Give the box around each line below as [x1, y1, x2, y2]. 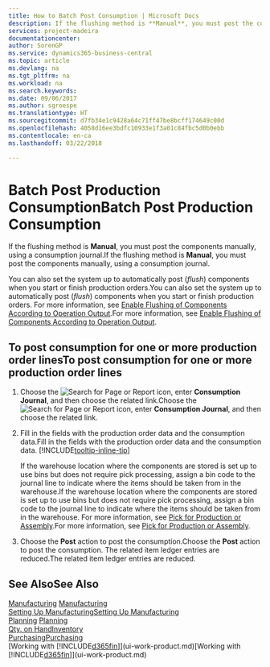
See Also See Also [8, 577, 99, 590]
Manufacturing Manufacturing [8, 599, 108, 608]
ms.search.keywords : [8, 86, 78, 95]
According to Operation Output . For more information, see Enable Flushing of [8, 309, 261, 318]
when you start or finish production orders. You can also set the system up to [8, 283, 262, 292]
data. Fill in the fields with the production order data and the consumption [19, 437, 262, 447]
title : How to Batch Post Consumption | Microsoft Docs [8, 11, 199, 20]
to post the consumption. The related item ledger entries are [19, 545, 219, 555]
